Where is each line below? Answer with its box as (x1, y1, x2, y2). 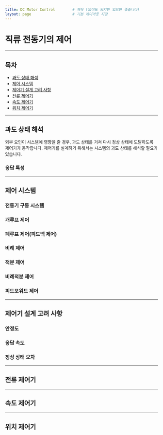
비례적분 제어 (5, 273, 34, 280)
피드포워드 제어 (5, 288, 39, 295)
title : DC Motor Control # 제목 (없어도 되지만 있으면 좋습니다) (5, 7, 140, 12)
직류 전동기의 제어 (5, 34, 72, 45)
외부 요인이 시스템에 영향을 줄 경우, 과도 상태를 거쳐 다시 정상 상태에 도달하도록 (5, 139, 154, 145)
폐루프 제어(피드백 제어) (5, 230, 57, 237)
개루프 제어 (5, 216, 30, 223)
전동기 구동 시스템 (5, 202, 45, 209)
